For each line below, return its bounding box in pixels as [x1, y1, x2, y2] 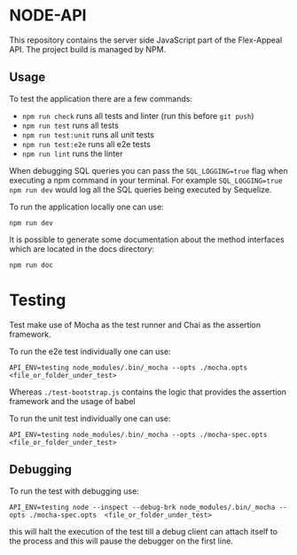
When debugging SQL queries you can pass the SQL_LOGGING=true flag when [9, 165, 288, 176]
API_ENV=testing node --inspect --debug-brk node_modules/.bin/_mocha [9, 503, 276, 512]
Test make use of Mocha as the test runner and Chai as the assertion [9, 319, 262, 330]
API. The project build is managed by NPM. [9, 43, 167, 54]
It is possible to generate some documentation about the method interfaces [9, 234, 285, 245]
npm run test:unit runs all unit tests [21, 129, 155, 140]
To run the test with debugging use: [9, 485, 139, 496]
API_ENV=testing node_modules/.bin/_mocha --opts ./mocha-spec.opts [9, 430, 268, 439]
